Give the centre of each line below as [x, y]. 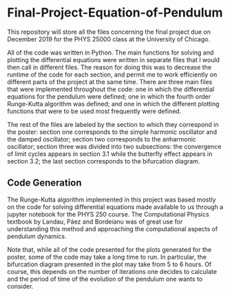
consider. [20, 286]
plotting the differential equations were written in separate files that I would [114, 59]
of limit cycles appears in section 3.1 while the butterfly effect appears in [110, 154]
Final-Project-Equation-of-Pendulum [115, 13]
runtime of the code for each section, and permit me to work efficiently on [112, 75]
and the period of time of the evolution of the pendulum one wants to [105, 279]
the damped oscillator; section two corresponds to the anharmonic [102, 139]
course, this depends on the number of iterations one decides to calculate [112, 271]
